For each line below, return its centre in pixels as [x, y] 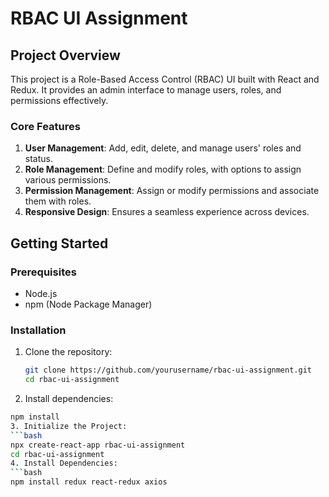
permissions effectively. [59, 100]
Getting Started [59, 243]
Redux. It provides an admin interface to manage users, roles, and [146, 90]
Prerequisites [43, 272]
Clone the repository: [68, 352]
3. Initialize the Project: [69, 426]
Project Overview [65, 55]
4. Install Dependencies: [64, 463]
